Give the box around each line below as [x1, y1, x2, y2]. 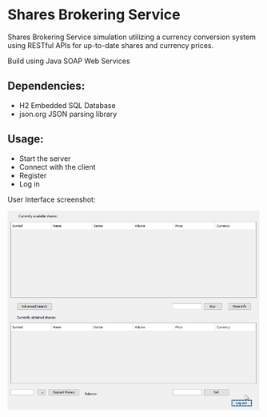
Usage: [7, 132, 45, 146]
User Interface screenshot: [7, 194, 96, 204]
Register [18, 170, 47, 180]
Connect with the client [18, 162, 97, 171]
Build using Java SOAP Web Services [7, 56, 130, 66]
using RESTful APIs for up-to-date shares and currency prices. [7, 40, 214, 50]
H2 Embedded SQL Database [18, 100, 117, 110]
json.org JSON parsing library [18, 109, 118, 118]
